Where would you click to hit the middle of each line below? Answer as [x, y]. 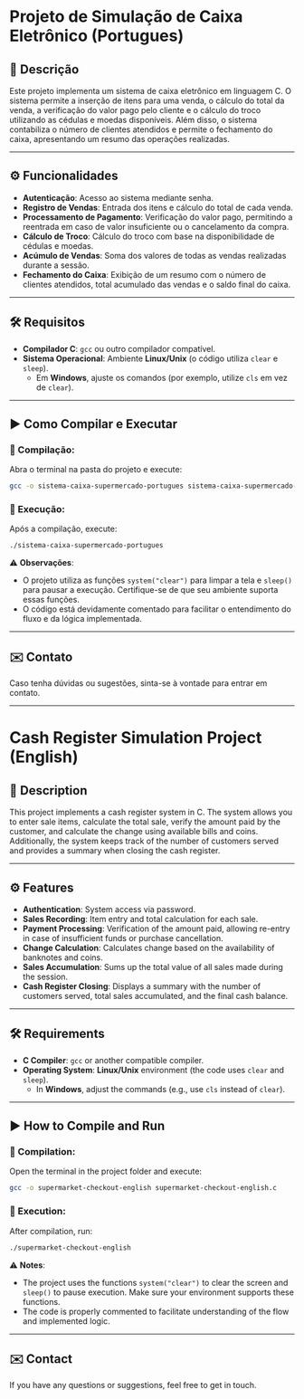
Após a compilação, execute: [63, 529]
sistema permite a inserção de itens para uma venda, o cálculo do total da [147, 100]
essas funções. [51, 600]
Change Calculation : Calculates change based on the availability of [148, 947]
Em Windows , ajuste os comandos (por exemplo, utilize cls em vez [161, 377]
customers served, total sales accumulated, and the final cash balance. [155, 995]
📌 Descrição [44, 69]
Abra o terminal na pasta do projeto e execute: [96, 470]
